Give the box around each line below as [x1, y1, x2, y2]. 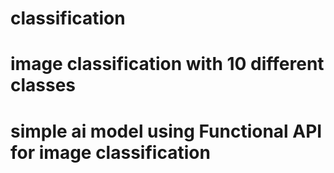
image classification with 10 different [10, 53, 325, 76]
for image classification [10, 141, 211, 164]
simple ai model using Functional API [10, 120, 323, 142]
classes [10, 74, 77, 97]
